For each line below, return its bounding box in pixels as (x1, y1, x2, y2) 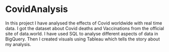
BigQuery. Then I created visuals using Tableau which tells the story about (5, 36, 160, 42)
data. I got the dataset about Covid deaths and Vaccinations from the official (5, 25, 164, 31)
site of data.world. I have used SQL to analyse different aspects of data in (5, 30, 158, 36)
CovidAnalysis (5, 3, 68, 15)
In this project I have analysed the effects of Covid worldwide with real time (5, 20, 162, 26)
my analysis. (5, 41, 31, 47)
